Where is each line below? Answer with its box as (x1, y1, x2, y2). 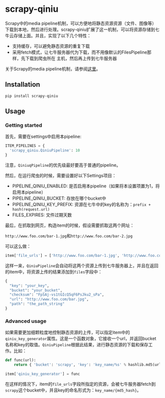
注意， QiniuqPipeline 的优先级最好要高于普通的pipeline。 (5, 162, 121, 168)
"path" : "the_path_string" (9, 302, 65, 306)
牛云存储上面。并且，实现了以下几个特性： (5, 32, 91, 38)
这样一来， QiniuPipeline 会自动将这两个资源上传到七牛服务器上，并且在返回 (5, 262, 159, 269)
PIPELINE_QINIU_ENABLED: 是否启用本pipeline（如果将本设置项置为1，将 (12, 183, 160, 189)
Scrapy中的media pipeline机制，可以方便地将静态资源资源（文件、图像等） (5, 20, 157, 26)
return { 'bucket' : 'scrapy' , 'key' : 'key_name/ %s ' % (14, 363, 126, 367)
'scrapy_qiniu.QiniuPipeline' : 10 (9, 148, 80, 153)
